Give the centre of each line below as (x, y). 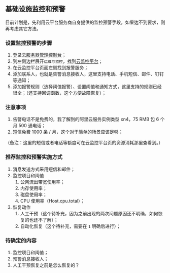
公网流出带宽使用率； (42, 182)
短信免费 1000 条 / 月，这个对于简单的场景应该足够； (68, 132)
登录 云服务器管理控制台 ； (39, 55)
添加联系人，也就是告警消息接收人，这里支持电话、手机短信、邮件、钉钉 (88, 74)
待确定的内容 (21, 241)
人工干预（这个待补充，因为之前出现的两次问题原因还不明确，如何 (89, 213)
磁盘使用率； (33, 194)
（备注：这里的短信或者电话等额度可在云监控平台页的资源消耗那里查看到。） (84, 143)
